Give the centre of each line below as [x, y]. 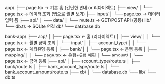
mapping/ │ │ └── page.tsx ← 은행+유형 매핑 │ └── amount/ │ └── [74, 55]
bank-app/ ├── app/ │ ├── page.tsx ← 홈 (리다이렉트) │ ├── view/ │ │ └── [82, 37]
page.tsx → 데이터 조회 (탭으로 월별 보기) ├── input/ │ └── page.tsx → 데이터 [83, 14]
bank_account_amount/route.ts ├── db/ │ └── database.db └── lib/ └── [81, 72]
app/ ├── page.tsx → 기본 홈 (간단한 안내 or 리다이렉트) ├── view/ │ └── [79, 8]
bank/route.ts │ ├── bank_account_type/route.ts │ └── [62, 67]
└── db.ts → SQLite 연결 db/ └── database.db [53, 26]
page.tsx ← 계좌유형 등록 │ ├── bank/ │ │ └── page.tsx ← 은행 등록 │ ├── [81, 49]
